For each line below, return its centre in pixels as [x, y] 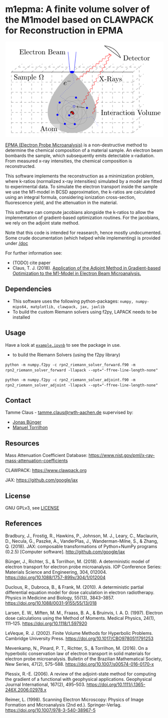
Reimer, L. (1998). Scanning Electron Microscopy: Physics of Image [74, 699]
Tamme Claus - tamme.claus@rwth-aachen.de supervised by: [69, 412]
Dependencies [28, 289]
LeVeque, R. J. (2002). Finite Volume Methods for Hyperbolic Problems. [79, 633]
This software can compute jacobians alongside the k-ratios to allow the [80, 212]
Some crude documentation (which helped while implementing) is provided [83, 238]
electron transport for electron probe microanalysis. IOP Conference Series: [83, 567]
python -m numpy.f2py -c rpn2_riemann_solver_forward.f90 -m [70, 365]
